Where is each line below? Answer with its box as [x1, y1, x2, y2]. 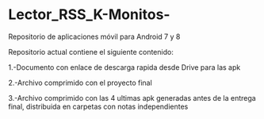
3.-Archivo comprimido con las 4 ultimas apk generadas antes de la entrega [8, 93, 256, 102]
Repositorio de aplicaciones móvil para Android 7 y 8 [8, 32, 181, 41]
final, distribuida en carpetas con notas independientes [8, 102, 189, 111]
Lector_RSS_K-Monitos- [8, 6, 170, 24]
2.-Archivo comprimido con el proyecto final [8, 78, 152, 87]
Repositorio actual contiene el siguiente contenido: [8, 47, 174, 56]
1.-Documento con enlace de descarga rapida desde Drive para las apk [8, 62, 241, 72]
